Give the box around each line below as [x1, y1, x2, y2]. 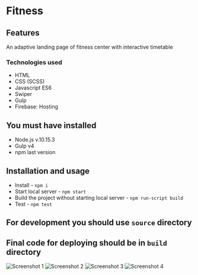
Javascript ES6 [14, 84, 52, 91]
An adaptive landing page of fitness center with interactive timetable [6, 43, 173, 50]
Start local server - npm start [14, 188, 87, 195]
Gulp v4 [14, 142, 34, 149]
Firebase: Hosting [14, 103, 58, 110]
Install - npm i [14, 181, 49, 188]
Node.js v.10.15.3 [14, 136, 55, 143]
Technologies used [6, 58, 62, 66]
